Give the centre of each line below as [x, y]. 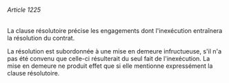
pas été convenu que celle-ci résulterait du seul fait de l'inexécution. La [109, 59]
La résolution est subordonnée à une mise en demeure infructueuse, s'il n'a [114, 51]
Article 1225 [24, 10]
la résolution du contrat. [41, 38]
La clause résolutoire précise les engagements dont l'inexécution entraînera [115, 31]
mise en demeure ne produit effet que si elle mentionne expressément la [110, 66]
